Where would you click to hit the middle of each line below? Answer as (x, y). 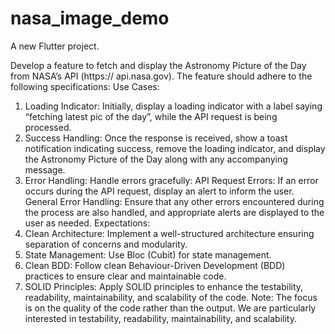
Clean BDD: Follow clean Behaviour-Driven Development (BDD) (155, 265)
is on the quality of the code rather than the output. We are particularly (170, 308)
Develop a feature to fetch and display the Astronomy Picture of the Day (158, 65)
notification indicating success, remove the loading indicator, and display (175, 148)
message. (45, 169)
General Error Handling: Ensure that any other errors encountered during (174, 201)
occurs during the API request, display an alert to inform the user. (159, 191)
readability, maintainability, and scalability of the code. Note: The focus (171, 297)
